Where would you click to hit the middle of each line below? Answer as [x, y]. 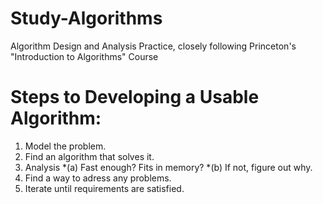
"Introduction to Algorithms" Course [84, 56]
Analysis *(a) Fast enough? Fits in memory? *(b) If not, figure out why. [168, 167]
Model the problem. [65, 146]
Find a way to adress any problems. [98, 178]
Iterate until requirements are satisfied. [104, 188]
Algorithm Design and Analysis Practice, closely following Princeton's [153, 46]
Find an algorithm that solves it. [89, 156]
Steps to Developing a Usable [135, 97]
